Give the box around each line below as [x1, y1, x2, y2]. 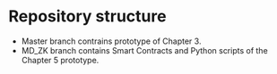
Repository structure [8, 6, 167, 27]
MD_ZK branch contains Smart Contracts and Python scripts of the [21, 45, 268, 55]
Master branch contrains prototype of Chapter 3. [21, 36, 202, 46]
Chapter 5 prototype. [21, 54, 100, 65]
